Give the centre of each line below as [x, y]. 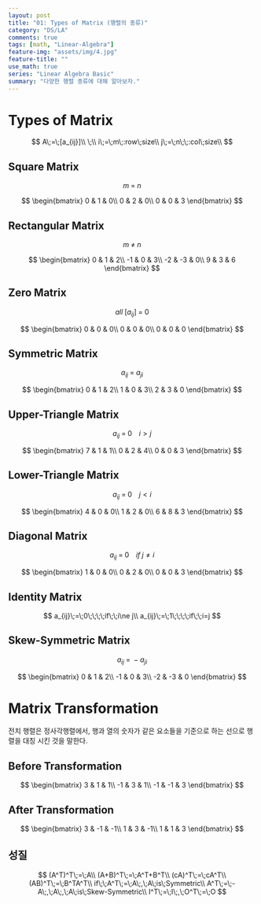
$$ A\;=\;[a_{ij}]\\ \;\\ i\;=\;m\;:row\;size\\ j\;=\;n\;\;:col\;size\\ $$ [132, 142]
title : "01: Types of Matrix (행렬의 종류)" [78, 23]
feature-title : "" [38, 60]
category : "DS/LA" [38, 30]
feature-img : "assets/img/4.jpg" [63, 52]
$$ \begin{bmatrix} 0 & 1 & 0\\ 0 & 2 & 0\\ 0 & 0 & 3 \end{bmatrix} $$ [132, 201]
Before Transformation [65, 766]
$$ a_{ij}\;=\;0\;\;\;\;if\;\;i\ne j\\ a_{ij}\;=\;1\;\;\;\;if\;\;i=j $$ [132, 615]
